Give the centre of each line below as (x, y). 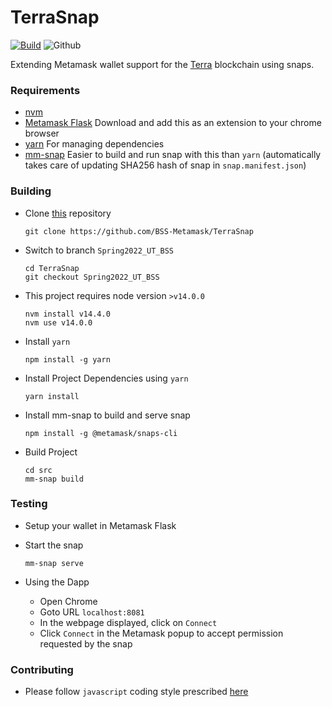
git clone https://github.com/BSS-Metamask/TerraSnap (139, 231)
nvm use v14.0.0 (58, 322)
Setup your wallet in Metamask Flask (100, 525)
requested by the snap (86, 643)
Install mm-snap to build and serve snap (107, 415)
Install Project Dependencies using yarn (106, 378)
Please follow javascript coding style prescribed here (136, 692)
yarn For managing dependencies (94, 144)
